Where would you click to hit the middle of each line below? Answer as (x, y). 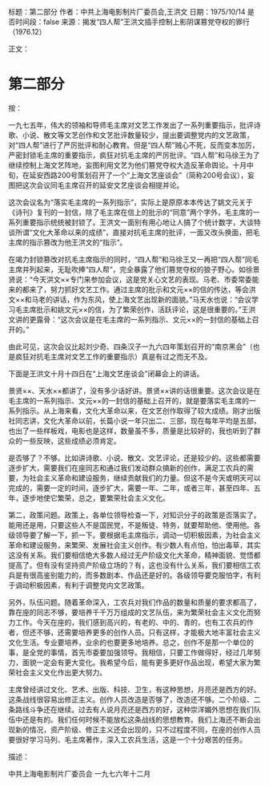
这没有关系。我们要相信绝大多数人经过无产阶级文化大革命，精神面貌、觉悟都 (134, 555)
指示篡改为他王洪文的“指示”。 (78, 242)
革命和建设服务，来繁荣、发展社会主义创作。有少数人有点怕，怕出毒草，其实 (134, 545)
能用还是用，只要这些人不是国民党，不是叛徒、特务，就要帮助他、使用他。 (131, 525)
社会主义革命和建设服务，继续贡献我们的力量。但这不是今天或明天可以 (145, 478)
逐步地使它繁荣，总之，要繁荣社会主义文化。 (96, 498)
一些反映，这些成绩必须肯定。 (71, 440)
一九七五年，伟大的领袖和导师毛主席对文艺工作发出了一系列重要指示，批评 (131, 125)
